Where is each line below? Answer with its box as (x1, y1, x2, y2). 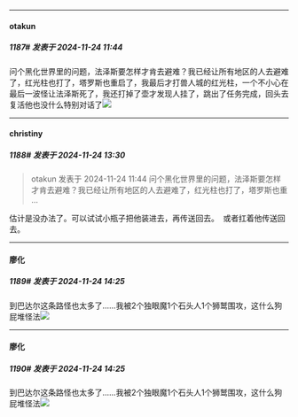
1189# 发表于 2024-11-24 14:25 (9, 276, 126, 287)
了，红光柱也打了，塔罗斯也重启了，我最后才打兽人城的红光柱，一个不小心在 (9, 77, 289, 88)
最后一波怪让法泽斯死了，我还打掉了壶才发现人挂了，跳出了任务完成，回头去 (9, 88, 289, 98)
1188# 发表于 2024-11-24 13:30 (9, 150, 126, 160)
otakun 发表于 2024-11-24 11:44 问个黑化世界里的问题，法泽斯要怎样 (30, 174, 282, 184)
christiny (9, 128, 43, 139)
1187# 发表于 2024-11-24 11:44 (9, 42, 123, 53)
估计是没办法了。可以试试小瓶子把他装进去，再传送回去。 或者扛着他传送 (9, 213, 278, 224)
